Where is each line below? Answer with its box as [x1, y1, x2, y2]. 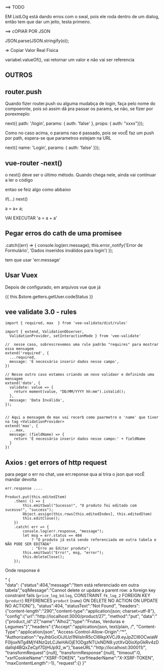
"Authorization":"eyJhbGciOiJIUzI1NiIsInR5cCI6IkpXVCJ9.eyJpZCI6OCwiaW [5, 634, 158, 640]
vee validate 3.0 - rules [5, 308, 77, 316]
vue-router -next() [5, 159, 63, 167]
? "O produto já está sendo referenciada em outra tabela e [31, 537, 157, 543]
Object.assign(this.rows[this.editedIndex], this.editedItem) [23, 512, 152, 517]
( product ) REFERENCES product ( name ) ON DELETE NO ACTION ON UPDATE [5, 598, 158, 604]
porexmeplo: [5, 111, 31, 117]
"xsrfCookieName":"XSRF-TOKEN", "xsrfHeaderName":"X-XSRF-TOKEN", [5, 655, 154, 661]
